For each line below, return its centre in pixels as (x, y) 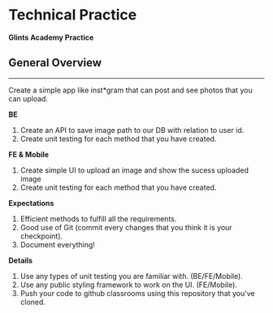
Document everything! (58, 244)
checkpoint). (41, 236)
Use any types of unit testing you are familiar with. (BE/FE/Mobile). (132, 276)
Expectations (31, 203)
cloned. (33, 302)
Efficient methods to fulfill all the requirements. (98, 219)
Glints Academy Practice (51, 37)
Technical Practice (73, 15)
